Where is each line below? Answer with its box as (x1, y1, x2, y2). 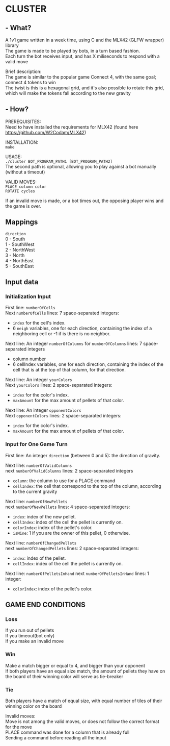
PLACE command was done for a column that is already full (5, 729, 130, 735)
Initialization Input (5, 293, 51, 300)
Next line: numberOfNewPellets (5, 498, 68, 504)
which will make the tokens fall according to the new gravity (5, 90, 131, 96)
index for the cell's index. (12, 320, 66, 326)
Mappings (5, 218, 38, 227)
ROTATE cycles (5, 188, 36, 194)
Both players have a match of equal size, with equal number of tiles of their (5, 698, 162, 704)
